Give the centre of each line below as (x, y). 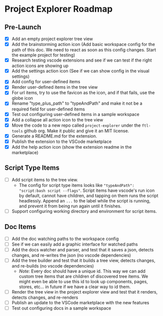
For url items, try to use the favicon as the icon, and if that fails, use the (83, 93)
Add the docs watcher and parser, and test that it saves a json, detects (83, 249)
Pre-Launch (23, 27)
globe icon (22, 98)
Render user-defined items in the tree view (55, 87)
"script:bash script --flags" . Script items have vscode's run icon (87, 190)
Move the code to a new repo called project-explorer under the (76, 125)
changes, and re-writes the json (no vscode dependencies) (71, 255)
